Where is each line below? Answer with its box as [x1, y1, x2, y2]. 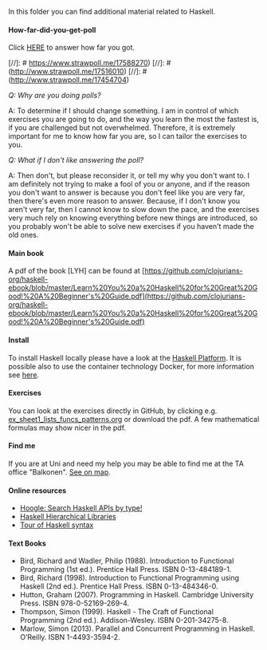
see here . [8, 370, 40, 380]
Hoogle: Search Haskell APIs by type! [19, 503, 143, 513]
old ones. [8, 230, 39, 240]
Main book [8, 248, 45, 258]
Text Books [8, 538, 46, 548]
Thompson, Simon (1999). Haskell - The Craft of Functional [19, 607, 214, 617]
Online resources [8, 486, 67, 495]
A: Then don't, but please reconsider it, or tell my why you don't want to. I [8, 171, 249, 180]
